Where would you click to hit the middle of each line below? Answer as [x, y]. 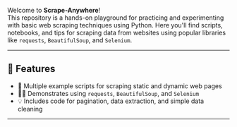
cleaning [30, 109]
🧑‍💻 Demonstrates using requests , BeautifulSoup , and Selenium [108, 93]
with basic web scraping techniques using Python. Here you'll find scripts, [115, 25]
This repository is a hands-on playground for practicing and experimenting [116, 18]
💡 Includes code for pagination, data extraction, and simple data [111, 101]
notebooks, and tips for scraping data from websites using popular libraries [117, 32]
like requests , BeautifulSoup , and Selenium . [70, 40]
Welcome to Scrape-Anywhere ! [54, 10]
